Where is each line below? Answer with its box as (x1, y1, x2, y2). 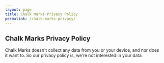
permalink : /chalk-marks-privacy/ (5, 16, 76, 21)
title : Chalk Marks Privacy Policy (5, 12, 78, 17)
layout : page (5, 7, 32, 12)
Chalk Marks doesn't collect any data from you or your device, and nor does (5, 47, 160, 53)
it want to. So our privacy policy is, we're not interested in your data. (5, 52, 143, 59)
